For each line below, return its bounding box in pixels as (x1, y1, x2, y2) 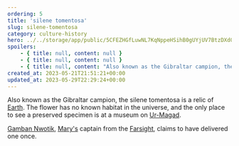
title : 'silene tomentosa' (7, 17, 87, 24)
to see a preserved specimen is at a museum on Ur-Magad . (7, 111, 181, 119)
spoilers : (7, 43, 37, 50)
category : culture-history (7, 30, 87, 38)
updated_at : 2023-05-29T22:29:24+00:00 (7, 76, 126, 84)
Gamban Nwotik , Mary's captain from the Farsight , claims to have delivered (7, 125, 228, 133)
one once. (7, 132, 37, 140)
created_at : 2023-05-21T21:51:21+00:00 (7, 69, 126, 77)
